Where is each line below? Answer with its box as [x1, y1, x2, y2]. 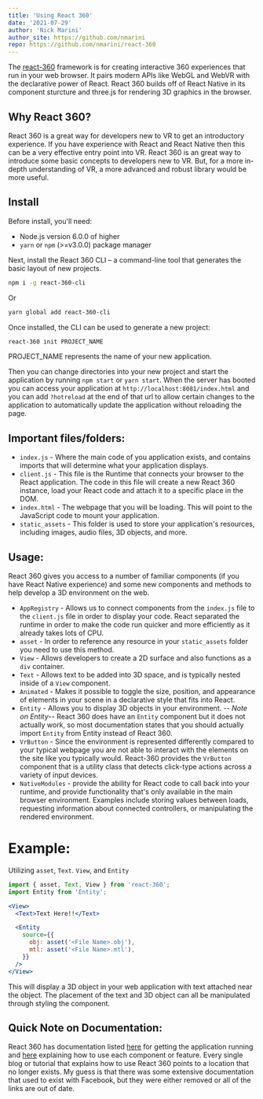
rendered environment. [19, 812, 94, 821]
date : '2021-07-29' [8, 19, 72, 27]
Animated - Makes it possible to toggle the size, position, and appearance [19, 687, 256, 696]
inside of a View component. [19, 678, 111, 688]
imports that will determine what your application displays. [19, 461, 209, 470]
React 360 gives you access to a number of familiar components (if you [8, 572, 239, 580]
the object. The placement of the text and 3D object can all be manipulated [8, 990, 250, 999]
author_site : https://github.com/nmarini [8, 33, 146, 42]
